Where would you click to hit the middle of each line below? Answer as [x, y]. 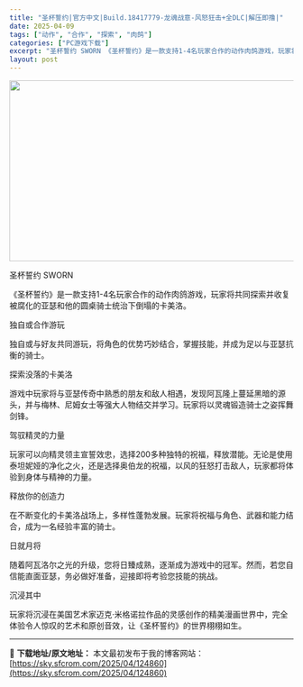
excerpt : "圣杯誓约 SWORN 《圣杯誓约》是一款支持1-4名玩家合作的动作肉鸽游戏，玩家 [150, 51]
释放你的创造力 [37, 496]
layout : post [34, 60]
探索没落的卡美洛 [41, 374]
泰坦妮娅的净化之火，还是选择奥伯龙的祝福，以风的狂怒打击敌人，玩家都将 [147, 466]
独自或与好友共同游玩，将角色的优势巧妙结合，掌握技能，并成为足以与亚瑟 [147, 344]
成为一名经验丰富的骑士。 [72, 527]
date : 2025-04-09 [42, 26]
